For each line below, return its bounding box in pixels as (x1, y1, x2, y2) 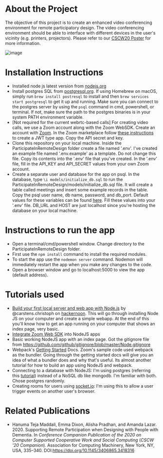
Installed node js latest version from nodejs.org (12, 83, 107, 89)
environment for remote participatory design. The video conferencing (5, 24, 145, 30)
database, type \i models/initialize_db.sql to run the (12, 176, 123, 182)
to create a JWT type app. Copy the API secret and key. (12, 135, 124, 141)
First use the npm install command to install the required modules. (12, 251, 147, 257)
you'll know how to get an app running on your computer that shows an (12, 321, 155, 327)
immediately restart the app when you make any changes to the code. (12, 261, 152, 267)
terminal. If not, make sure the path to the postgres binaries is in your (12, 109, 151, 115)
